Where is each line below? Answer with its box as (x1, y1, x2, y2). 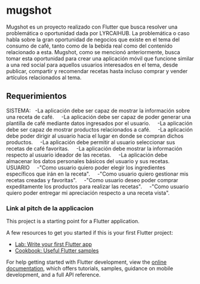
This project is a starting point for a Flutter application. (6, 218, 140, 225)
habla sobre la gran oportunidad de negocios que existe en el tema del (6, 36, 180, 43)
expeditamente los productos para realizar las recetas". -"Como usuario (6, 183, 189, 190)
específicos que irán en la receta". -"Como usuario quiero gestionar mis (6, 170, 189, 177)
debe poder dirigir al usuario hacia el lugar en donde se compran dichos (6, 132, 184, 139)
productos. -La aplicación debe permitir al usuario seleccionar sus (6, 138, 176, 146)
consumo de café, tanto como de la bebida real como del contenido (6, 42, 173, 49)
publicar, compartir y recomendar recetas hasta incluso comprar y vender (6, 67, 188, 74)
